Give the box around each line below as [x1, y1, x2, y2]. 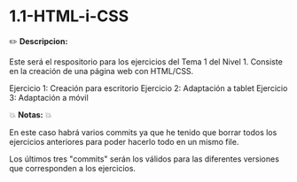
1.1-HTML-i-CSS [9, 6, 129, 27]
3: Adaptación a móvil [9, 92, 89, 102]
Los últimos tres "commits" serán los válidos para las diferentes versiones [9, 153, 279, 164]
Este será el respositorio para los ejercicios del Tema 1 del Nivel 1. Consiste [9, 56, 284, 67]
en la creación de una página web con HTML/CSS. [9, 65, 194, 76]
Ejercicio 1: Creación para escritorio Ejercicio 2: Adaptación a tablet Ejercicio [9, 82, 288, 94]
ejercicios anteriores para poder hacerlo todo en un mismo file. [9, 136, 239, 147]
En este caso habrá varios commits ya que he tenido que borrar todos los [9, 126, 277, 138]
